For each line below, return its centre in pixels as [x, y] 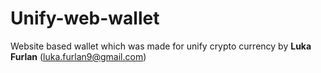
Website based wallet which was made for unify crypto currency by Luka [161, 46]
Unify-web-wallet [85, 18]
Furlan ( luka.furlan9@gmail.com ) [78, 56]
